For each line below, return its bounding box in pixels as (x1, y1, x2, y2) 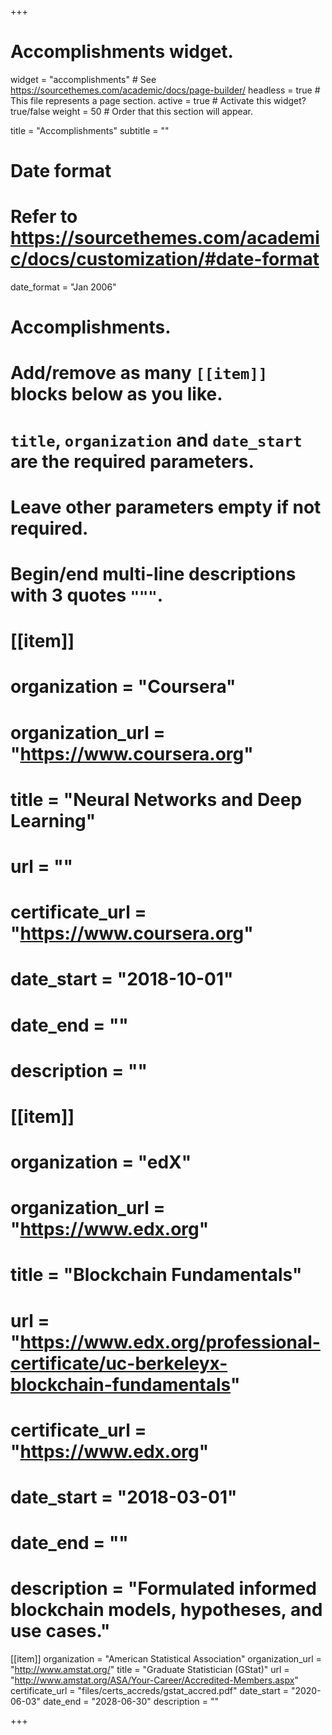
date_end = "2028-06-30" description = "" (42, 1696, 220, 1708)
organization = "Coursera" (10, 676, 237, 698)
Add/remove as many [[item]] (10, 362, 268, 385)
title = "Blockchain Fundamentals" (10, 1264, 303, 1286)
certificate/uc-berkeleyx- (10, 1352, 228, 1375)
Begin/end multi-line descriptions (10, 563, 297, 585)
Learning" (10, 809, 97, 832)
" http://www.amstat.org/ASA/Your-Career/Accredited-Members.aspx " (10, 1674, 299, 1686)
